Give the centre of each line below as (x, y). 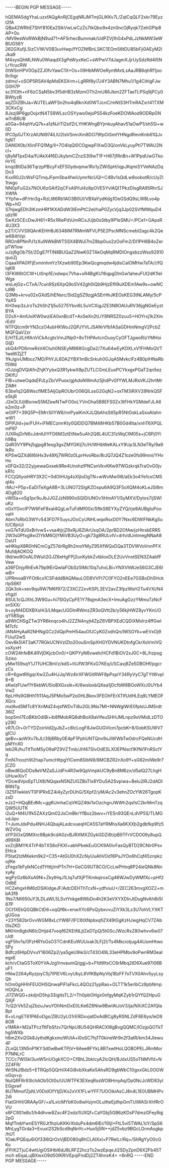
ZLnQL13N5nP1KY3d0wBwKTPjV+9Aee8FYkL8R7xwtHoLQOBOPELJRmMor (84, 1049)
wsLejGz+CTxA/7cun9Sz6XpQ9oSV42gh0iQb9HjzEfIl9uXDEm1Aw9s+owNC (84, 284)
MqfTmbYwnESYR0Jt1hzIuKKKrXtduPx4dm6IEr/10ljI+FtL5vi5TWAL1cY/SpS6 (84, 1123)
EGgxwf (13, 1086)
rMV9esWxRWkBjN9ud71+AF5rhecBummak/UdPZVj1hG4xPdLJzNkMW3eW (84, 38)
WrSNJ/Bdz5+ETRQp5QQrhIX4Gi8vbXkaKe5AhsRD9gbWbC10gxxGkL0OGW (84, 1070)
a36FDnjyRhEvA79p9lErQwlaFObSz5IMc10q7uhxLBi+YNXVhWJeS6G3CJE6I (84, 567)
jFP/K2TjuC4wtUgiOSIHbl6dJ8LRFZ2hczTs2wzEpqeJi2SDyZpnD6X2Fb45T (83, 1150)
